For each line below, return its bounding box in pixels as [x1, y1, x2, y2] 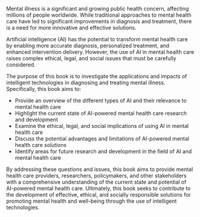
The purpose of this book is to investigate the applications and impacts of [6, 73, 187, 80]
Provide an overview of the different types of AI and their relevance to [14, 97, 187, 104]
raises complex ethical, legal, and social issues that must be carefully [6, 55, 177, 62]
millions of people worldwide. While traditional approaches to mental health [6, 11, 192, 19]
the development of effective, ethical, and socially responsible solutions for [6, 191, 191, 198]
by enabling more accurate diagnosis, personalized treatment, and [6, 42, 170, 49]
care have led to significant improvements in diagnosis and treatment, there [6, 18, 192, 25]
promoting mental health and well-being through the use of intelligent [6, 197, 177, 204]
